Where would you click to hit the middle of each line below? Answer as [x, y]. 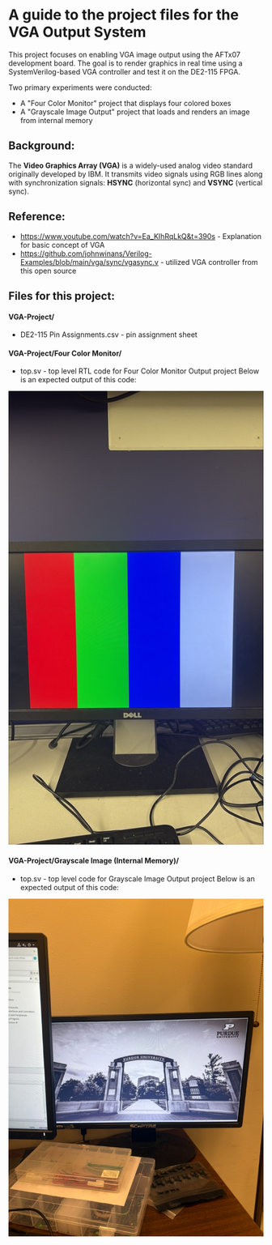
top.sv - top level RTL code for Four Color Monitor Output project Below [140, 371]
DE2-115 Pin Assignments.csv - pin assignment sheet [109, 335]
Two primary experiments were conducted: [80, 87]
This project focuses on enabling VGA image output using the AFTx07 [125, 54]
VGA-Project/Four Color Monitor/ [65, 353]
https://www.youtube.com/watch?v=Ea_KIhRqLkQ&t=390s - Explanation [140, 236]
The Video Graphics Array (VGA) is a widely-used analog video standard [131, 165]
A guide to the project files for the [123, 15]
